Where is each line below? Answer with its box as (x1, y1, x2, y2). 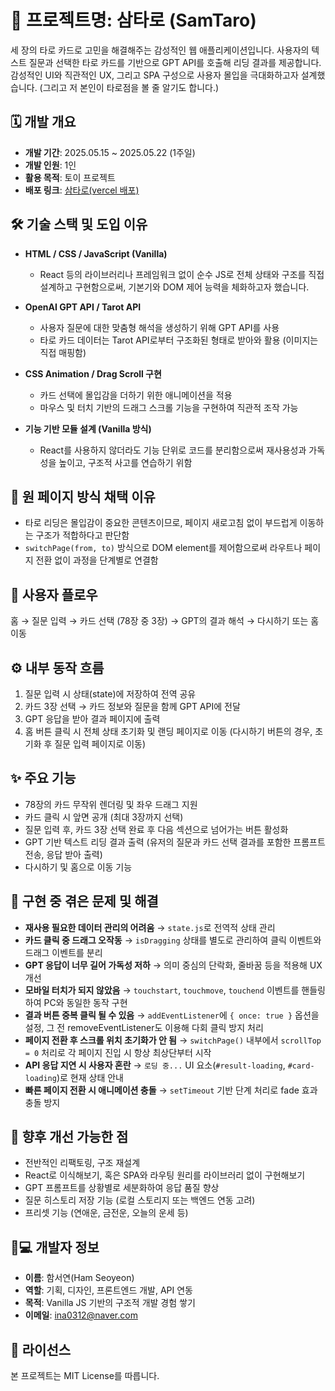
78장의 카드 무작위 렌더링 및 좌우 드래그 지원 (24, 798, 198, 810)
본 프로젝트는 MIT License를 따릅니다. (10, 1370, 160, 1382)
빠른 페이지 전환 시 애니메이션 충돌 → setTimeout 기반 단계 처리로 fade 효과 (24, 1084, 318, 1096)
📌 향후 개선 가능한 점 (10, 1129, 129, 1146)
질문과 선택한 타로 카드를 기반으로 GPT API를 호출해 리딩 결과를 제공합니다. (28, 56, 322, 68)
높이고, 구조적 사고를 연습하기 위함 (58, 456, 193, 468)
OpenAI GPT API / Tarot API (24, 301, 142, 313)
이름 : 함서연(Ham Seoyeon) (24, 1272, 135, 1284)
